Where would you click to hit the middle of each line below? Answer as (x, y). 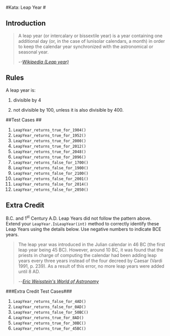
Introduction (26, 23)
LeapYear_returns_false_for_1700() (51, 163)
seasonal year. (33, 52)
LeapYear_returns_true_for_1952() (49, 135)
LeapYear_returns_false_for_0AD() (49, 307)
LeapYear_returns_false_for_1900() (51, 168)
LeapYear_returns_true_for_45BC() (49, 329)
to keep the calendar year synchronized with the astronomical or (86, 46)
